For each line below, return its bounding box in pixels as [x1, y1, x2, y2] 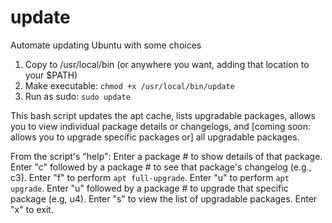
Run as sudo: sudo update [24, 90, 131, 102]
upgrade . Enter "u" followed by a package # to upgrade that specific [10, 182, 289, 194]
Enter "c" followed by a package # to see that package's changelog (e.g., [10, 161, 312, 173]
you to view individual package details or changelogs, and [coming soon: [10, 120, 312, 132]
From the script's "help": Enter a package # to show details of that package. [10, 150, 323, 162]
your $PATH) [24, 69, 78, 81]
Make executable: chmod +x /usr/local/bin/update [24, 79, 235, 91]
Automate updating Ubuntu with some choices [10, 39, 202, 51]
